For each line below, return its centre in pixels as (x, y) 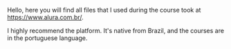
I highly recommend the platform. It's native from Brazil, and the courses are (116, 31)
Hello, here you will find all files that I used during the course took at (104, 10)
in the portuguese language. (47, 38)
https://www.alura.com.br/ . (46, 17)
